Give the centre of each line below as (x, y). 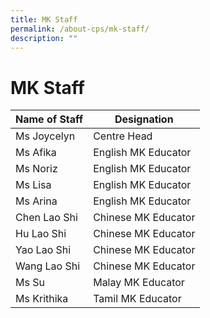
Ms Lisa (33, 185)
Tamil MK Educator (137, 299)
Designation (144, 119)
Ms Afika (36, 153)
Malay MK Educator (139, 283)
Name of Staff (49, 119)
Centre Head (123, 136)
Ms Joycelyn (45, 136)
